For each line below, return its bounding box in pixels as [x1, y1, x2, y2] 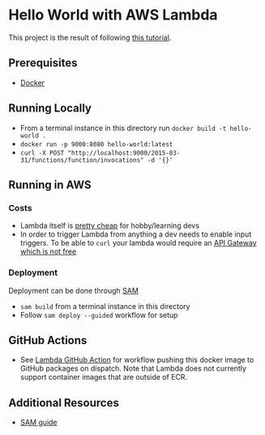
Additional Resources [8, 396, 119, 410]
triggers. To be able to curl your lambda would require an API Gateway [19, 238, 257, 248]
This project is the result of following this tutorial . [8, 33, 172, 42]
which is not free [19, 246, 77, 257]
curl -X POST [19, 149, 65, 157]
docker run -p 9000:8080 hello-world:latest [19, 140, 173, 148]
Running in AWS [8, 177, 92, 192]
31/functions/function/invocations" [19, 156, 144, 164]
